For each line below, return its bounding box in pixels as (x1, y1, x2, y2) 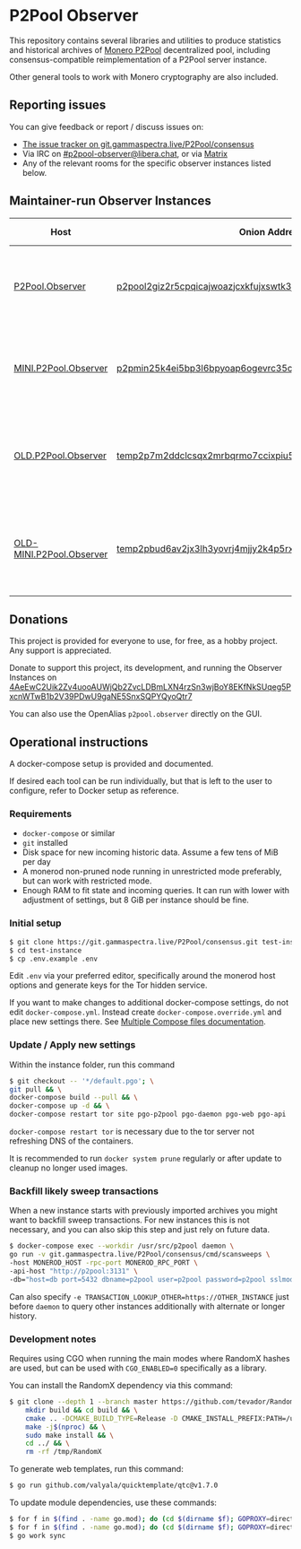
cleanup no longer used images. (9, 1162, 128, 1173)
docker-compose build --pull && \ (9, 1093, 139, 1102)
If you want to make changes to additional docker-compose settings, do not (9, 997, 289, 1008)
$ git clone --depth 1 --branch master (9, 1397, 159, 1406)
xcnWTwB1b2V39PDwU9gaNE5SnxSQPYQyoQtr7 (9, 692, 193, 702)
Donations (9, 612, 69, 627)
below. (21, 167, 47, 178)
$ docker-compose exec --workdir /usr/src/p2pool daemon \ (9, 1241, 235, 1251)
